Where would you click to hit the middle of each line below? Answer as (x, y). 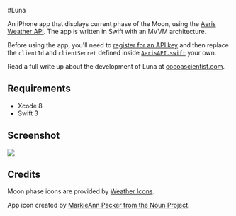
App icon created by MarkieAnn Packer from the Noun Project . (99, 205)
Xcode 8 (30, 106)
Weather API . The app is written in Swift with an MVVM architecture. (107, 32)
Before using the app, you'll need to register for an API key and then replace (118, 45)
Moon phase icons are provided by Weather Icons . (81, 191)
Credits (24, 175)
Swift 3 (28, 113)
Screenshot (34, 136)
